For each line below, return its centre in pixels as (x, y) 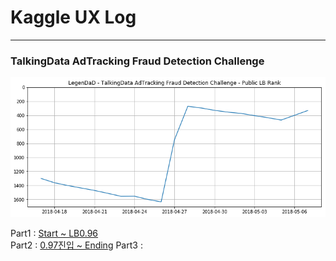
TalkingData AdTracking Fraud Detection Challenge (137, 61)
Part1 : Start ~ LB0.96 (54, 233)
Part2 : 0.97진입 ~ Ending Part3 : (76, 245)
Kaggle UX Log (73, 17)
